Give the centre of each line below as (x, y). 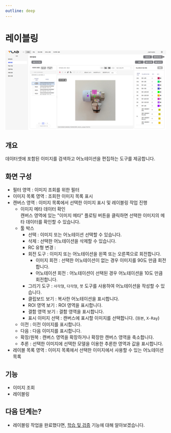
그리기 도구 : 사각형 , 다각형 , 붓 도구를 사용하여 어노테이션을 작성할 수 (94, 286)
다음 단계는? (23, 412)
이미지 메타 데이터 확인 (43, 209)
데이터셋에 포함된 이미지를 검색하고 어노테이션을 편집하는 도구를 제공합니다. (80, 159)
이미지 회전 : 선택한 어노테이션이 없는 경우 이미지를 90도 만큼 (96, 260)
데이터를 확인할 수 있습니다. (53, 222)
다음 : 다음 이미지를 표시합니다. (51, 331)
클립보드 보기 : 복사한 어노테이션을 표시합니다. (74, 299)
